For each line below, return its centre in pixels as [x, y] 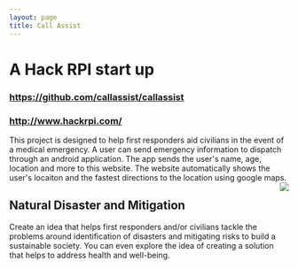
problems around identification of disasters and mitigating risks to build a [143, 236]
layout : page [33, 17]
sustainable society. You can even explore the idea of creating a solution [142, 245]
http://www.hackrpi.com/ [66, 120]
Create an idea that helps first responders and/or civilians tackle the [133, 227]
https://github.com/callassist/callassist [97, 96]
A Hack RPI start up [82, 69]
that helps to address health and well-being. [90, 255]
